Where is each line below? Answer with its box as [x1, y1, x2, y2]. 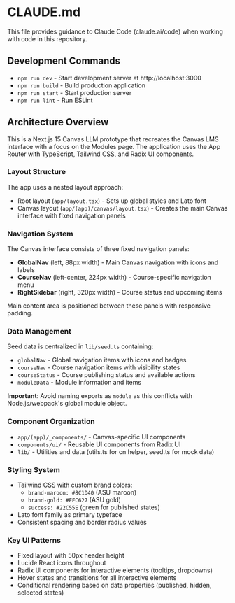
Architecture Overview [7, 116, 109, 128]
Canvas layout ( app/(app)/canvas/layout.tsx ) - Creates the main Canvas [17, 204, 228, 212]
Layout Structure [7, 167, 66, 177]
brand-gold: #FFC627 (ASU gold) [27, 496, 121, 504]
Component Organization [7, 417, 96, 427]
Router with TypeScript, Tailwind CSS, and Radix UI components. [7, 150, 194, 158]
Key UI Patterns [7, 535, 62, 545]
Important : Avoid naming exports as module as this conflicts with [7, 392, 193, 400]
